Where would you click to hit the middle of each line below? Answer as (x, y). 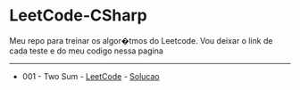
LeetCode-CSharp (78, 16)
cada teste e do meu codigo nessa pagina (86, 51)
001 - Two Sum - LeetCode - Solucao (91, 76)
